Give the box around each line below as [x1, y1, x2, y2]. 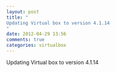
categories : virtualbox [6, 43, 67, 49]
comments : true [6, 37, 45, 43]
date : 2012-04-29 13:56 [6, 31, 67, 37]
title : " [6, 14, 29, 20]
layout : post [6, 8, 39, 15]
